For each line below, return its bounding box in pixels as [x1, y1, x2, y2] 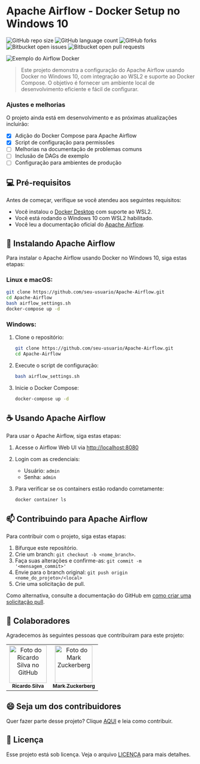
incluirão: [6, 121, 29, 128]
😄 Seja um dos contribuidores [6, 702, 122, 712]
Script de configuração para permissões [14, 139, 115, 146]
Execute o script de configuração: [14, 362, 99, 369]
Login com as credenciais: [14, 455, 80, 462]
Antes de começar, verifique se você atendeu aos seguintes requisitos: [6, 197, 181, 204]
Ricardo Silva [11, 682, 44, 690]
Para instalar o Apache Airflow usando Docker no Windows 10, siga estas [6, 254, 187, 261]
